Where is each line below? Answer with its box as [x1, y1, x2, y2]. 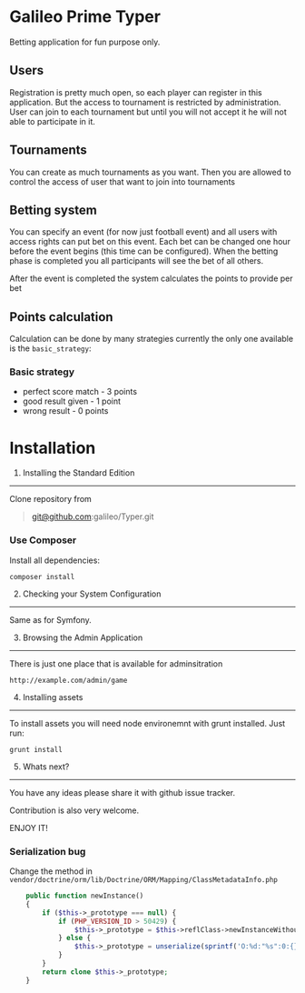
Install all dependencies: [9, 555, 100, 566]
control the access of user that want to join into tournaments [9, 176, 236, 187]
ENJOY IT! [9, 822, 48, 833]
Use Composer [9, 534, 77, 547]
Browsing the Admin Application [22, 632, 143, 643]
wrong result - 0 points [22, 406, 109, 416]
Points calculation [9, 309, 113, 325]
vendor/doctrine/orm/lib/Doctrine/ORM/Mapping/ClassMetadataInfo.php [9, 876, 279, 885]
